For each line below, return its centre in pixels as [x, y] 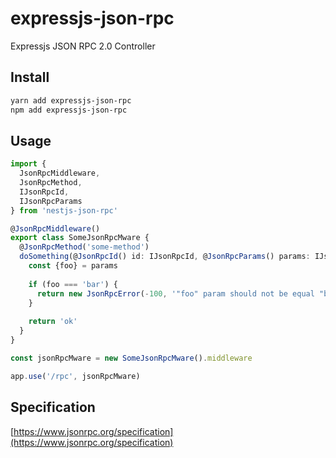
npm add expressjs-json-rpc [69, 110]
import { [28, 164]
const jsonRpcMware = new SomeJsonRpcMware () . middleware [131, 358]
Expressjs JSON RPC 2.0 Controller [83, 46]
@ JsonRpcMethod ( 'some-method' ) [84, 247]
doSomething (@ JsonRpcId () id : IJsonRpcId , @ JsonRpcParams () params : [165, 257]
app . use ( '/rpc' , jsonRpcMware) [75, 376]
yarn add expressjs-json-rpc [71, 100]
